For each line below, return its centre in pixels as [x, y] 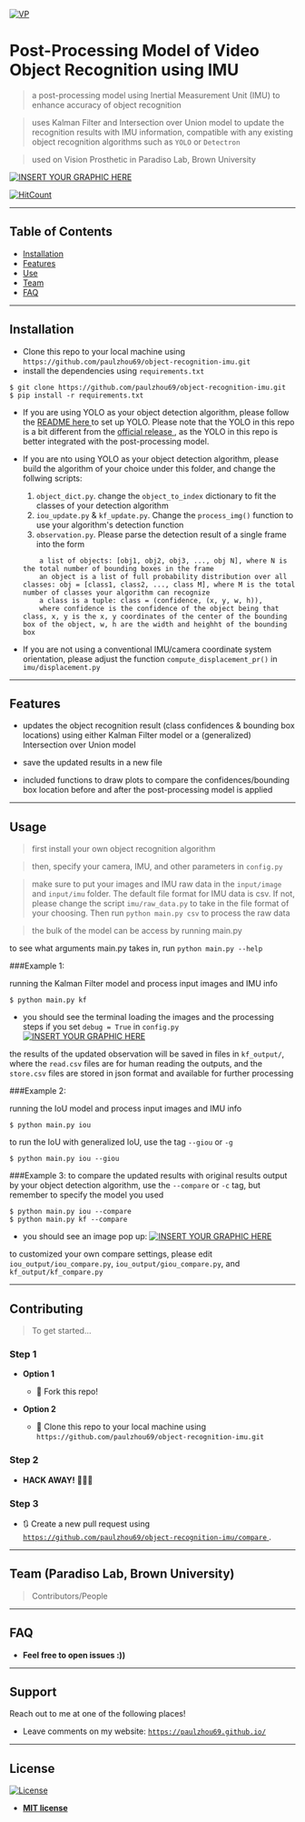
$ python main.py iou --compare [70, 1212]
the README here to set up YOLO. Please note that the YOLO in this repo [158, 422]
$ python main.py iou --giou [64, 1159]
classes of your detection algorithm [103, 506]
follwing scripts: [53, 478]
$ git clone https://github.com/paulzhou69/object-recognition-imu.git [148, 387]
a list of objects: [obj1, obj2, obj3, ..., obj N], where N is [163, 561]
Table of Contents [61, 232]
